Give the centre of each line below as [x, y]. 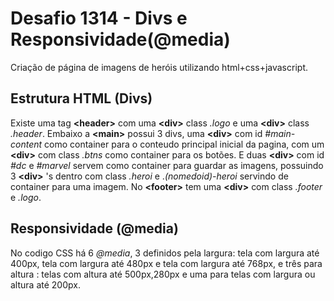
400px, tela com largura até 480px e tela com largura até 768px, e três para [166, 263]
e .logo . [26, 197]
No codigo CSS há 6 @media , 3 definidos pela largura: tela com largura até [165, 253]
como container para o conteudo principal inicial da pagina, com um [184, 144]
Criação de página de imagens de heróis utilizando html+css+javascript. [159, 67]
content [26, 144]
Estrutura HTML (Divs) [81, 98]
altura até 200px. [45, 284]
